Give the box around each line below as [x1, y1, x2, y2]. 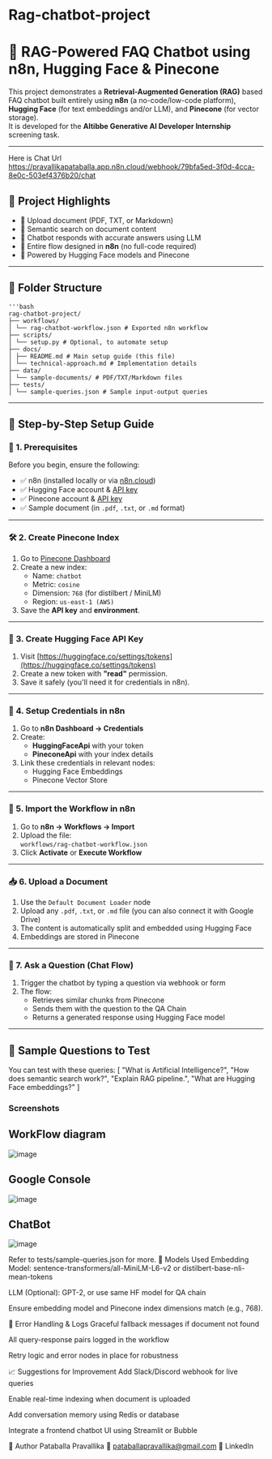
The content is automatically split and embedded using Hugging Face [19, 923, 253, 933]
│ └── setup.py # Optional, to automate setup [8, 338, 168, 346]
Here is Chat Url [8, 153, 62, 163]
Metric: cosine [32, 579, 80, 589]
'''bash [8, 303, 35, 311]
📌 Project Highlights [8, 194, 111, 208]
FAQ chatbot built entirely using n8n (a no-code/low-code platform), [8, 96, 236, 105]
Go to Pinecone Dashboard [19, 553, 111, 563]
